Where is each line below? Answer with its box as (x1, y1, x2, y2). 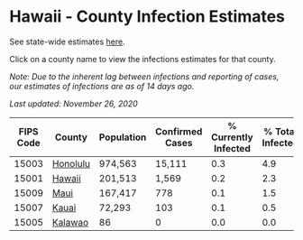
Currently (211, 131, 254, 143)
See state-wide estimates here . (9, 36, 125, 47)
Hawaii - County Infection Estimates (9, 6, 286, 27)
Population (98, 131, 147, 143)
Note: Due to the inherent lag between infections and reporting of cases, (9, 70, 280, 82)
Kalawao (51, 216, 89, 228)
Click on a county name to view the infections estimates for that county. (9, 53, 277, 64)
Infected (213, 142, 251, 154)
